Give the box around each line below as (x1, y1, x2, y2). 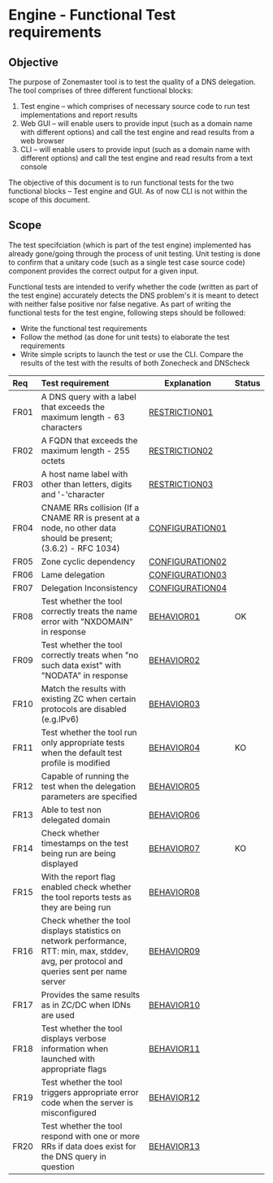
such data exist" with (41, 659, 122, 670)
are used (41, 1009, 75, 1020)
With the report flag (41, 871, 116, 882)
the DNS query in (41, 1150, 107, 1162)
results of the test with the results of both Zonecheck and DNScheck (19, 358, 250, 368)
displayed (41, 858, 79, 869)
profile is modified (41, 757, 110, 768)
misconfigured (41, 1107, 97, 1118)
